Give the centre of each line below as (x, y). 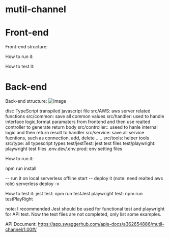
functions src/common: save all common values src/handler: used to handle (85, 116)
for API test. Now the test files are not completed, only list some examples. (83, 214)
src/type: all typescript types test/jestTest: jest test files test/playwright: (80, 143)
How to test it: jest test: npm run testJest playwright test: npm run (74, 194)
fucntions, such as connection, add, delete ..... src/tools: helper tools (77, 138)
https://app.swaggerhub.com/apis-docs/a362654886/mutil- (101, 224)
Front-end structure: (26, 47)
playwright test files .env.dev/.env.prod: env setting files (64, 149)
